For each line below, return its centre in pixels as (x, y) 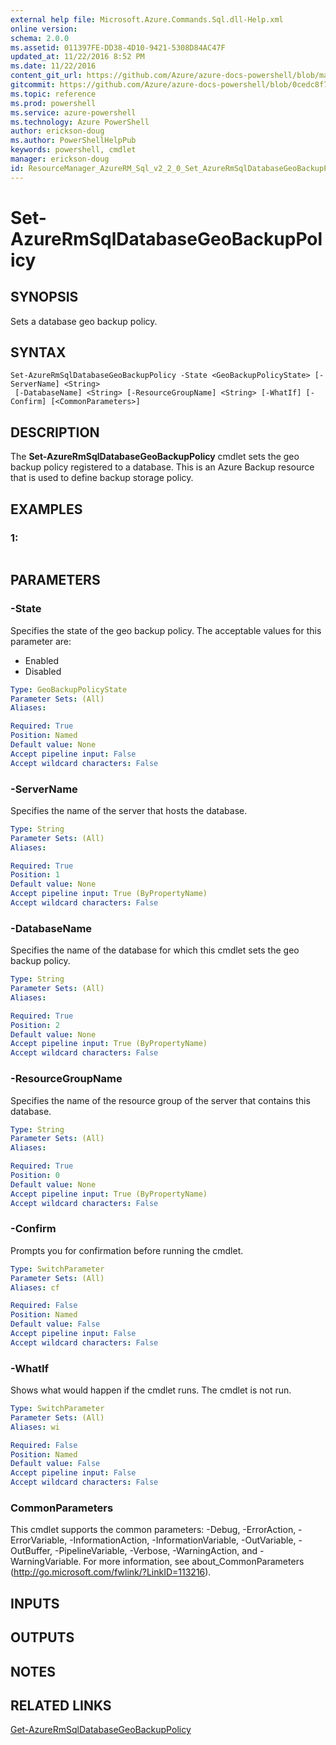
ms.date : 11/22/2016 (53, 66)
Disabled (43, 671)
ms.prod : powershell (53, 103)
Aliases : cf (35, 1287)
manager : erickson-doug (60, 159)
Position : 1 (35, 875)
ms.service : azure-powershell (73, 112)
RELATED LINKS (61, 1705)
